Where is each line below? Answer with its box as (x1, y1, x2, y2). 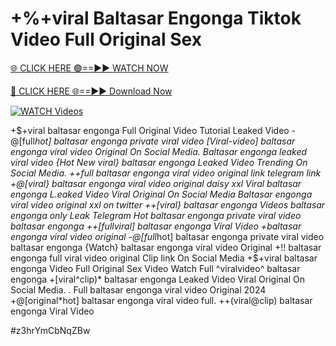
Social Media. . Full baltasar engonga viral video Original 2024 (10, 283, 267, 296)
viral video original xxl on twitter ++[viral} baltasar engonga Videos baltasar (10, 198, 326, 211)
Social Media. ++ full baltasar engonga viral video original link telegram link (10, 167, 322, 179)
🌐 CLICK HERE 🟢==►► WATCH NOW (10, 62, 169, 74)
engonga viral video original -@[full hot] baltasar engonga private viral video (10, 230, 325, 242)
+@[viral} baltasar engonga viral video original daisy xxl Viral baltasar (10, 177, 302, 189)
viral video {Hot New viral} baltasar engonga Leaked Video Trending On (10, 156, 308, 168)
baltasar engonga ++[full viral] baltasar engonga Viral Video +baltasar (10, 220, 302, 232)
